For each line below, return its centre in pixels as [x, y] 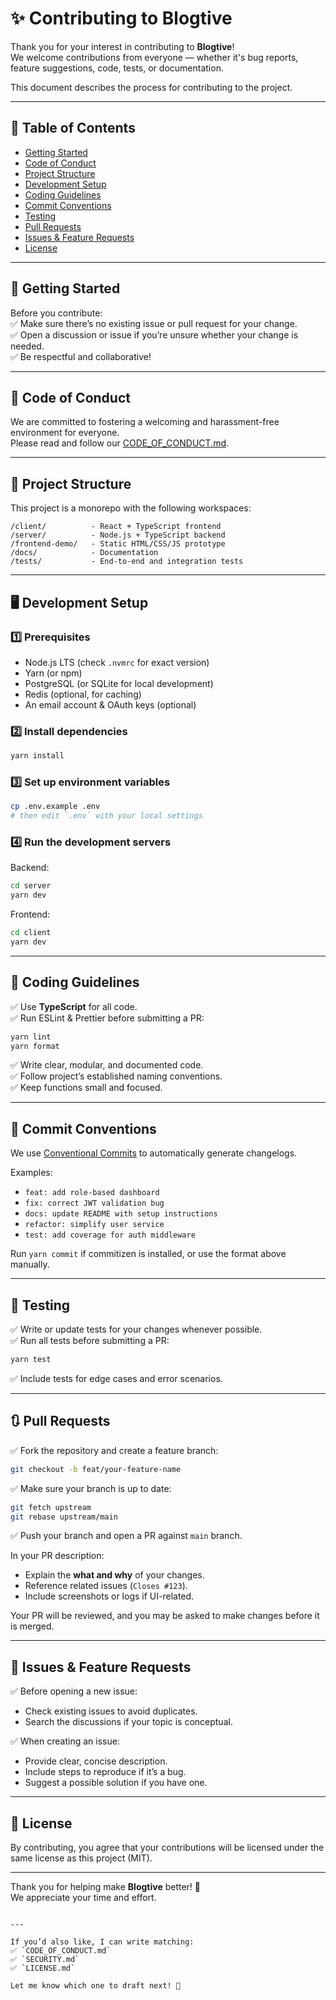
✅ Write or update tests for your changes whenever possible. [136, 1329]
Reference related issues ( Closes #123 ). [106, 1586]
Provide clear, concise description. [96, 1761]
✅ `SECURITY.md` [45, 1960]
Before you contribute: [56, 313]
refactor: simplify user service [94, 1225]
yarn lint [31, 1037]
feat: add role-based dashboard [92, 1193]
